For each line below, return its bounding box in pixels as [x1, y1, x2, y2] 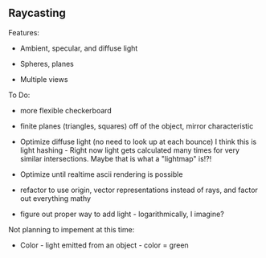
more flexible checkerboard [19, 105, 113, 115]
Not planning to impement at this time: [8, 224, 135, 234]
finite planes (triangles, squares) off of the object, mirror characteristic [19, 121, 254, 131]
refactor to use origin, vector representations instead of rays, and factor [19, 185, 259, 195]
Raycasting [8, 6, 67, 20]
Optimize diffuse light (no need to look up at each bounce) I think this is [19, 137, 257, 146]
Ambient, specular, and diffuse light [19, 43, 138, 53]
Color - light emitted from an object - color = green [19, 240, 189, 250]
